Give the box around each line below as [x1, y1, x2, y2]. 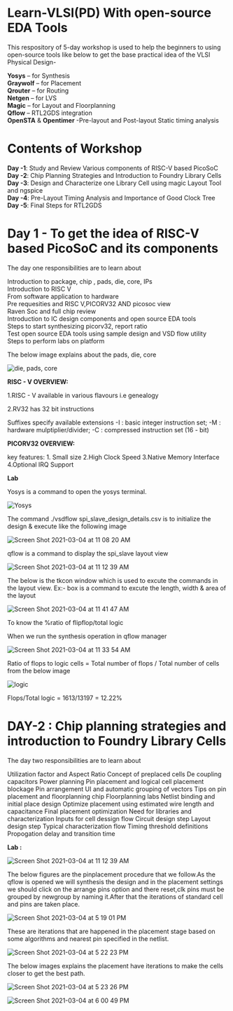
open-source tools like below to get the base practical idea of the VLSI [7, 50, 211, 59]
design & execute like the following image [7, 522, 127, 530]
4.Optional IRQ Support [7, 460, 74, 469]
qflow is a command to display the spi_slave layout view [7, 549, 169, 558]
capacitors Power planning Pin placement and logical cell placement [7, 777, 204, 785]
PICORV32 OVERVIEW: [7, 439, 76, 448]
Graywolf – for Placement [7, 78, 82, 87]
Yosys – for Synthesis [7, 71, 70, 80]
